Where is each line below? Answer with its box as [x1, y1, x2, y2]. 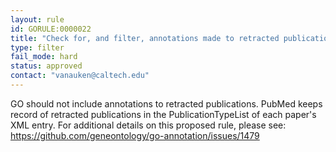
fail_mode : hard [10, 52, 78, 62]
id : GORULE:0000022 [10, 24, 92, 34]
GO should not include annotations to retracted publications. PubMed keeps [10, 97, 323, 110]
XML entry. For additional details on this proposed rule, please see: [10, 119, 287, 131]
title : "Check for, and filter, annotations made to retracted [10, 33, 280, 43]
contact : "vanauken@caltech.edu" [10, 71, 150, 81]
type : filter [10, 42, 65, 53]
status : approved [10, 61, 83, 71]
